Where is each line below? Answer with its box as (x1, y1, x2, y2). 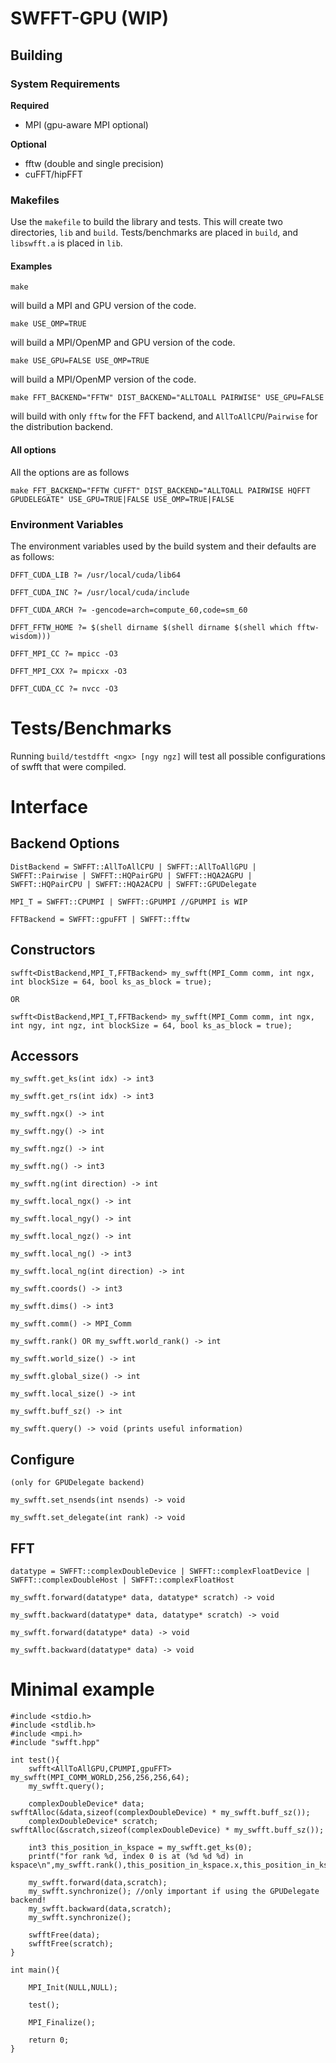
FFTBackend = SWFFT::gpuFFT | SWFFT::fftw (10, 914, 190, 924)
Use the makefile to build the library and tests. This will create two (10, 216, 283, 228)
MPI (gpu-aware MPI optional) (24, 118, 149, 131)
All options (10, 443, 57, 456)
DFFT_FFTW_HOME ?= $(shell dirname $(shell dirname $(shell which (10, 622, 293, 632)
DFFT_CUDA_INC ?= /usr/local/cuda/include (10, 587, 190, 597)
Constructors (10, 942, 96, 959)
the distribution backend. (10, 421, 114, 433)
